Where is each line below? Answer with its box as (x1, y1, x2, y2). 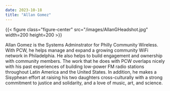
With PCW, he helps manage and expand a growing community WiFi (5, 47, 149, 53)
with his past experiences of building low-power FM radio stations (5, 63, 144, 70)
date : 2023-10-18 (5, 7, 42, 13)
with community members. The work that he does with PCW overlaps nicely (5, 58, 165, 64)
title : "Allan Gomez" (5, 12, 52, 17)
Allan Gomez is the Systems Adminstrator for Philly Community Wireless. (5, 41, 158, 48)
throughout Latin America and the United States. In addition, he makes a (5, 69, 157, 75)
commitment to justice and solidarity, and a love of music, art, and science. (5, 80, 163, 86)
